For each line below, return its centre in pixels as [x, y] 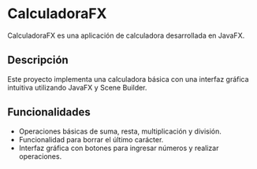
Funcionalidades [49, 112]
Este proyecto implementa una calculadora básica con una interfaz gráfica [128, 79]
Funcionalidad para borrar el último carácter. [91, 139]
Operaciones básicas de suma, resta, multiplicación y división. [120, 131]
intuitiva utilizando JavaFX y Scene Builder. [77, 87]
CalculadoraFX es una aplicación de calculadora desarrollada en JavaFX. [126, 35]
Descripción [38, 60]
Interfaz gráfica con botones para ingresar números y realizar [119, 148]
